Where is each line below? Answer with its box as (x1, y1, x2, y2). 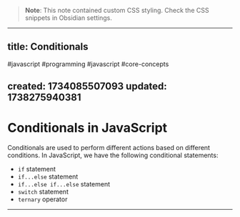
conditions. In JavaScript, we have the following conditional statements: (7, 151, 219, 159)
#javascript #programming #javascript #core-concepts (7, 60, 169, 68)
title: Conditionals (7, 41, 89, 53)
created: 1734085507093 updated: (7, 80, 168, 92)
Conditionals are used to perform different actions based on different (7, 144, 211, 152)
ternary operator (17, 195, 68, 203)
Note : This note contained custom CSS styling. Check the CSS (24, 6, 209, 14)
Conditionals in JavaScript (7, 120, 168, 136)
